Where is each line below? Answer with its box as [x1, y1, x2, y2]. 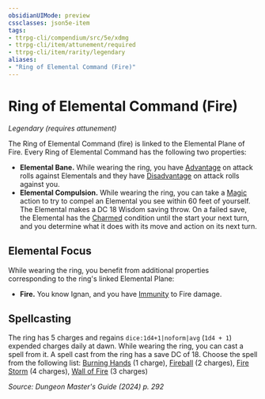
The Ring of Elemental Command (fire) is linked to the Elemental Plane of [8, 139, 245, 148]
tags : [8, 26, 26, 34]
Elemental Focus [8, 245, 93, 258]
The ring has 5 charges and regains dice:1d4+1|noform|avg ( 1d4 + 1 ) [8, 333, 232, 343]
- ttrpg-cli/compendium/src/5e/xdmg [8, 33, 129, 42]
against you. [19, 179, 60, 188]
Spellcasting [8, 312, 72, 325]
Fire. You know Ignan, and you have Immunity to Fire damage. [19, 289, 222, 298]
